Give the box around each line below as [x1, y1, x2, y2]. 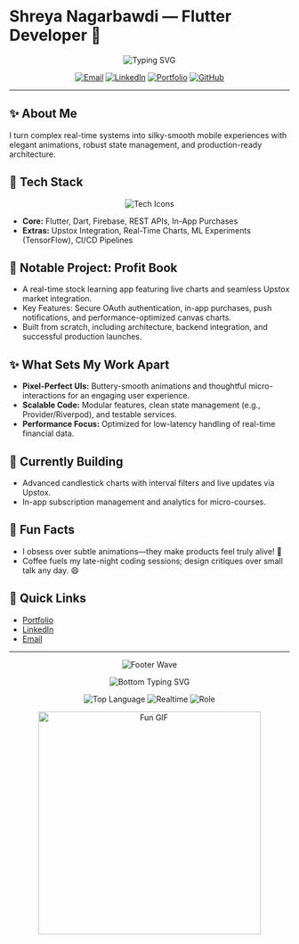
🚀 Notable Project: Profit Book [9, 260, 178, 275]
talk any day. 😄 [21, 564, 80, 576]
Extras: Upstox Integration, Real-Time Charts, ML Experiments [21, 225, 252, 235]
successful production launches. [21, 332, 142, 342]
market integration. [21, 293, 93, 304]
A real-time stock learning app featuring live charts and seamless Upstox [21, 283, 290, 295]
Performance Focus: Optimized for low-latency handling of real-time [21, 419, 276, 430]
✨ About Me [9, 106, 77, 121]
